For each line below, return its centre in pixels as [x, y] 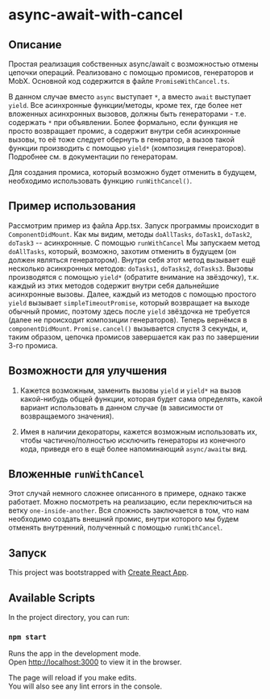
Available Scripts [52, 598]
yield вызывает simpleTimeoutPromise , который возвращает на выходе [129, 302]
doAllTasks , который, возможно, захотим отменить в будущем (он [122, 251]
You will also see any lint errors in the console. [85, 686]
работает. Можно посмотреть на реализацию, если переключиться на [130, 502]
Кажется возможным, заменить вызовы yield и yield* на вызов [131, 390]
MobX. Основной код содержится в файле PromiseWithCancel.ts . [119, 81]
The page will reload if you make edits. [73, 678]
